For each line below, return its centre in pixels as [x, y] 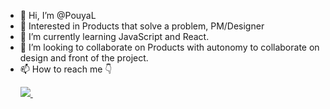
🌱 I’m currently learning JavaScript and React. [114, 36]
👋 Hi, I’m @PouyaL [58, 15]
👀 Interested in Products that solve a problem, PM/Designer [142, 26]
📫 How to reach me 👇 [66, 69]
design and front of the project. [84, 58]
